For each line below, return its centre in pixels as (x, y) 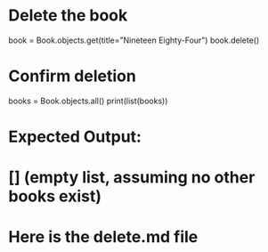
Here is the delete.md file (103, 237)
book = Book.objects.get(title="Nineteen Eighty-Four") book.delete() (134, 40)
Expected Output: (75, 137)
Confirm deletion (73, 76)
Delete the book (68, 16)
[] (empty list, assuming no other (132, 178)
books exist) (55, 196)
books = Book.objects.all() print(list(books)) (88, 101)
